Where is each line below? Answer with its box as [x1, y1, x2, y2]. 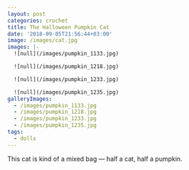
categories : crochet [7, 17, 69, 24]
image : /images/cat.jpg [7, 37, 78, 44]
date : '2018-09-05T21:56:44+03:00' [7, 30, 113, 38]
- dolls [13, 134, 37, 142]
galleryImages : [7, 95, 53, 102]
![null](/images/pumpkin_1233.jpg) [13, 75, 119, 83]
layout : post [7, 10, 46, 18]
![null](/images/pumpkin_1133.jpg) [13, 51, 119, 58]
